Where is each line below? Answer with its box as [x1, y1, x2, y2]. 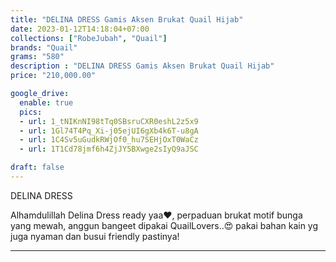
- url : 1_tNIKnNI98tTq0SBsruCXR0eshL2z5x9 [19, 116, 199, 126]
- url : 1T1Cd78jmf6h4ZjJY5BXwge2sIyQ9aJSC [19, 144, 199, 155]
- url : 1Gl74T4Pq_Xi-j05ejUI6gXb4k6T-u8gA [19, 126, 199, 136]
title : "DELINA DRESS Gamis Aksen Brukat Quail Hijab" [10, 14, 244, 25]
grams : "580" [10, 52, 65, 62]
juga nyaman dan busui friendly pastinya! [10, 230, 180, 242]
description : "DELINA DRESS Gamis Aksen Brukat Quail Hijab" [10, 61, 275, 71]
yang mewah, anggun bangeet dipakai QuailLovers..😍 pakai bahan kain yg [10, 219, 319, 231]
